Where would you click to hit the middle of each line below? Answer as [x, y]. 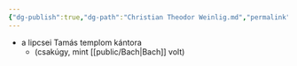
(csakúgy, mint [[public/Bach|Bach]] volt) [109, 51]
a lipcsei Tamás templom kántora [82, 42]
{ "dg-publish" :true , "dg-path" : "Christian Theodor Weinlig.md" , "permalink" [149, 17]
